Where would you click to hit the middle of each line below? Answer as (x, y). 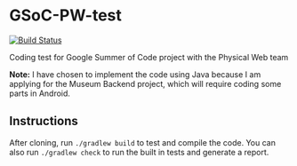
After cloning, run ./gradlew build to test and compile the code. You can (142, 142)
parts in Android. (40, 93)
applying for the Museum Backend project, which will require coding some (145, 83)
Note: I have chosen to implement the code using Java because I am (135, 74)
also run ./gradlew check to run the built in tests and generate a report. (139, 152)
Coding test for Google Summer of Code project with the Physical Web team (149, 57)
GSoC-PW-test (66, 16)
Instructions (44, 121)
